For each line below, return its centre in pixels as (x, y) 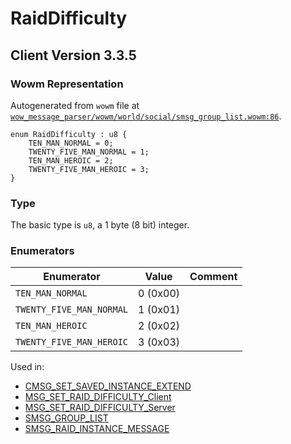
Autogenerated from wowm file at (75, 105)
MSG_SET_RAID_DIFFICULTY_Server (100, 408)
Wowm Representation (67, 84)
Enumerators (42, 251)
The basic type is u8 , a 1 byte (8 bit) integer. (100, 225)
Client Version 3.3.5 (73, 55)
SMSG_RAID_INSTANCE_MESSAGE (97, 429)
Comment (213, 277)
